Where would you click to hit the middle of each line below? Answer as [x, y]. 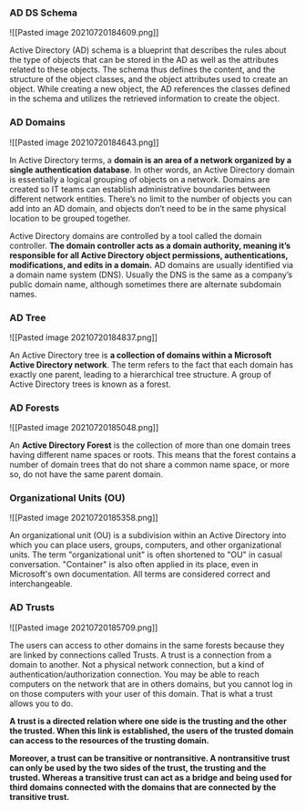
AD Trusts [32, 607]
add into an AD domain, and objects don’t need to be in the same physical [148, 208]
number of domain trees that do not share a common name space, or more [149, 465]
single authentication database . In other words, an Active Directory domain [152, 170]
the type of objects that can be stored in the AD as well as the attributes [144, 60]
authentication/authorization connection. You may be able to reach [134, 674]
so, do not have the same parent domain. [86, 474]
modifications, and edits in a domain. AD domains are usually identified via [152, 265]
